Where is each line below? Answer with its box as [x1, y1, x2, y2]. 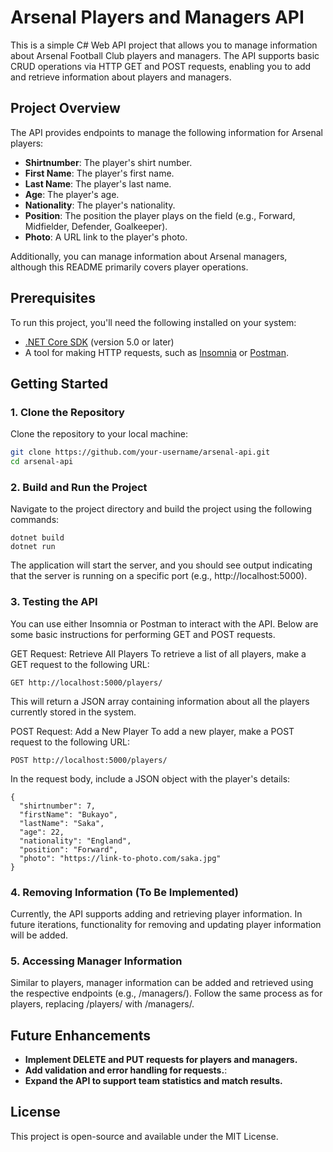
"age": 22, [19, 827, 65, 837]
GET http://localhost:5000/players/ [10, 677, 163, 688]
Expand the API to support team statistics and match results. [24, 1075, 283, 1086]
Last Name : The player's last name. [24, 177, 172, 190]
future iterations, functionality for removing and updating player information [10, 918, 322, 930]
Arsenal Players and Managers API [10, 6, 305, 29]
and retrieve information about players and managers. [10, 71, 232, 83]
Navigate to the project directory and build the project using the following [10, 503, 312, 515]
